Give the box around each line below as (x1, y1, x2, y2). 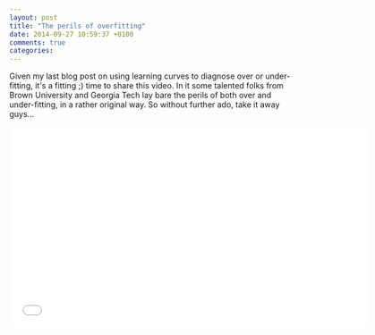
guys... (9, 109, 35, 120)
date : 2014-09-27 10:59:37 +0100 (9, 29, 134, 38)
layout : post (9, 13, 58, 22)
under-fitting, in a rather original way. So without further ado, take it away (9, 99, 280, 110)
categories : (9, 46, 54, 55)
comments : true (9, 38, 66, 47)
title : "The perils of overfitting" (9, 21, 146, 30)
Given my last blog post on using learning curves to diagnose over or (9, 71, 264, 81)
